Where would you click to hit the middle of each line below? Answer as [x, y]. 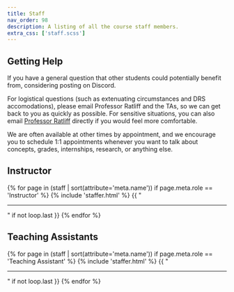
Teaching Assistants [53, 237]
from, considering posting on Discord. [62, 86]
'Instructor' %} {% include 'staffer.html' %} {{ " [75, 195]
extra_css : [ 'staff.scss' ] [46, 33]
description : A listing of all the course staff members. [93, 26]
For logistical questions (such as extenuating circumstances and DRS [107, 99]
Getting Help [35, 61]
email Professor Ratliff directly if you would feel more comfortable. [102, 121]
